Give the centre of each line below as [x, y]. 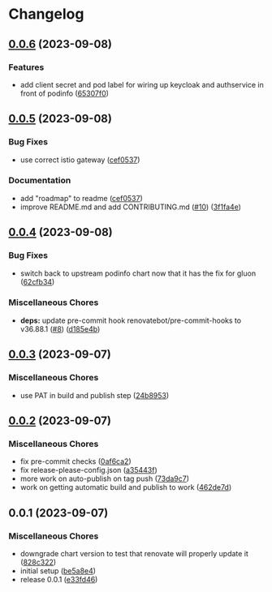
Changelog [46, 14]
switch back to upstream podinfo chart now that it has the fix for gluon [138, 273]
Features [26, 67]
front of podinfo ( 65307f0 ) [65, 93]
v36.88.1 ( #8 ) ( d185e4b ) [60, 328]
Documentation [40, 181]
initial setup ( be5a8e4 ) [58, 571]
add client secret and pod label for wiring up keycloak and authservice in [142, 84]
